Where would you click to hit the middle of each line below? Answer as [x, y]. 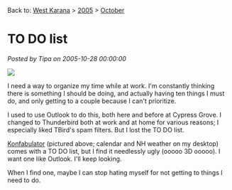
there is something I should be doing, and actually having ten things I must [116, 93]
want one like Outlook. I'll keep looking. [65, 159]
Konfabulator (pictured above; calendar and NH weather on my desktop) [113, 143]
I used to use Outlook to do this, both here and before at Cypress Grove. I [115, 115]
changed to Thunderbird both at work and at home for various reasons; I [113, 122]
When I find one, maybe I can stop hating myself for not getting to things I [115, 172]
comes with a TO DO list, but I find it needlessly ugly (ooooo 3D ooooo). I [114, 151]
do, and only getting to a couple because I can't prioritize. [92, 101]
